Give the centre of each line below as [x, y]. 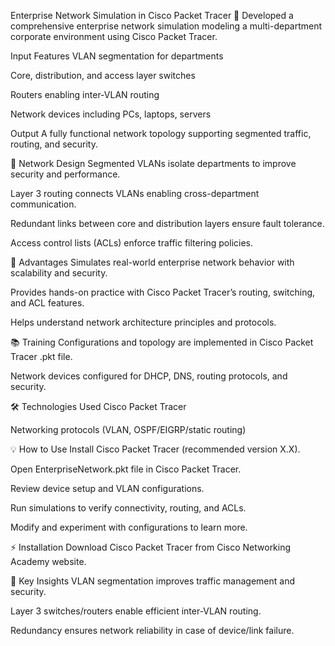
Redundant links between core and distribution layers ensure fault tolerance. [167, 223]
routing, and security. [54, 144]
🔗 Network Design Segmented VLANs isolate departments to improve [153, 163]
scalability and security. [59, 273]
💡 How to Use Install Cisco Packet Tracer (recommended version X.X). [155, 449]
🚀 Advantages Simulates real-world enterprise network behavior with [152, 262]
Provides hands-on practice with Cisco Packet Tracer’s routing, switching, [163, 292]
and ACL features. [47, 303]
